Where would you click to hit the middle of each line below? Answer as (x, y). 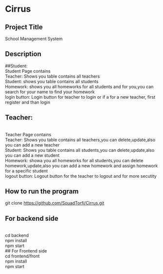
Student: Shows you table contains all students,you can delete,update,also (80, 150)
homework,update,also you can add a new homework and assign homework (81, 166)
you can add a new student (32, 155)
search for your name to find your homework (50, 92)
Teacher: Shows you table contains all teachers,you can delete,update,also (80, 140)
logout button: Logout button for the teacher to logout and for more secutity (81, 176)
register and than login (27, 102)
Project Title (24, 27)
